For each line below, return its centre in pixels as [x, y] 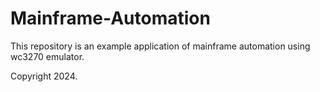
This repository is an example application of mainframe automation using [160, 46]
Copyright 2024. [44, 76]
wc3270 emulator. [47, 56]
